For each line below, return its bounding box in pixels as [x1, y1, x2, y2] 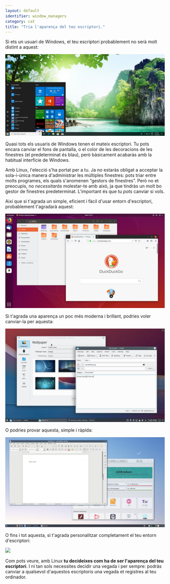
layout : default [5, 8, 39, 13]
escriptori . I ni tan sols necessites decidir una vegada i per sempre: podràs [5, 563, 162, 569]
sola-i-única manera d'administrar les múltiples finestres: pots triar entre [5, 172, 157, 178]
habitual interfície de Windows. [5, 157, 70, 163]
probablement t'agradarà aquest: [5, 203, 74, 210]
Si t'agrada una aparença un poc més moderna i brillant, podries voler [5, 313, 151, 319]
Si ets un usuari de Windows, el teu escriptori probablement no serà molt [5, 38, 157, 45]
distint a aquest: [5, 44, 39, 50]
